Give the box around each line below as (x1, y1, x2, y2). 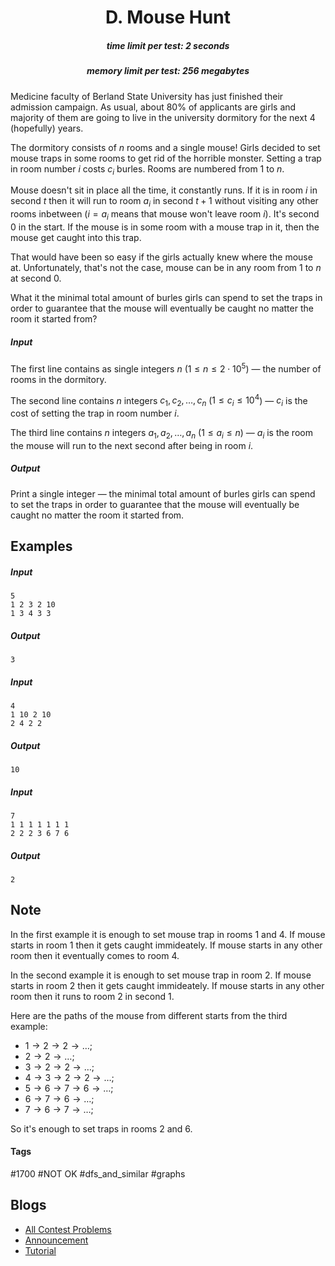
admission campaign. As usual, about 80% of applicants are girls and (10, 101, 297, 113)
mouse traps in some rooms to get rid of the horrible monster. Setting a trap (10, 152, 322, 164)
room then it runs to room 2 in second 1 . (10, 990, 175, 1002)
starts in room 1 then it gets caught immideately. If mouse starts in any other (10, 939, 323, 951)
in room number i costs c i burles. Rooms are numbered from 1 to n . (10, 162, 285, 177)
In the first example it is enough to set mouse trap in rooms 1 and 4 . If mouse (10, 928, 326, 940)
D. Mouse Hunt (105, 6, 231, 29)
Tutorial (24, 1244, 57, 1256)
